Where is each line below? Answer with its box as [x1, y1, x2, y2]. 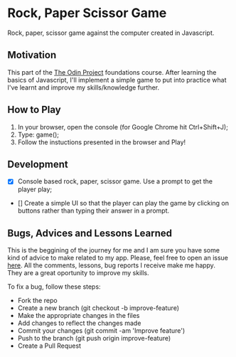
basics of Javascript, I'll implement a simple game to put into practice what [7, 75, 227, 84]
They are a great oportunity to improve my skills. [7, 269, 149, 277]
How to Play [7, 104, 62, 116]
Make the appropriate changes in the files [17, 311, 140, 320]
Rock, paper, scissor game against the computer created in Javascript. [7, 28, 215, 37]
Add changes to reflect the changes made [17, 319, 141, 328]
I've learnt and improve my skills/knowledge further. [7, 83, 160, 92]
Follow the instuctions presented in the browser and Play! [17, 137, 186, 146]
